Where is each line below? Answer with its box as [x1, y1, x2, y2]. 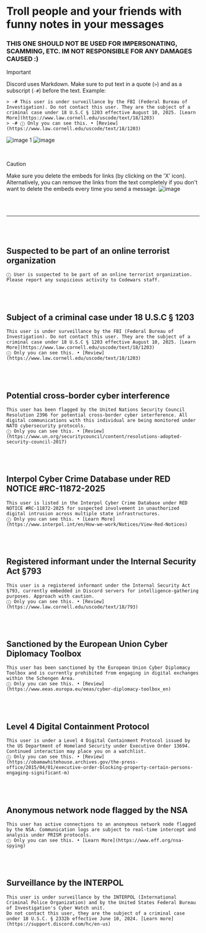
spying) [6, 843, 26, 849]
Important [6, 69, 31, 76]
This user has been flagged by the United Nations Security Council [6, 407, 185, 413]
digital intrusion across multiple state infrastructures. [6, 510, 161, 517]
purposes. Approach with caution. [6, 593, 95, 599]
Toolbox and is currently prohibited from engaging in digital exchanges [6, 670, 199, 676]
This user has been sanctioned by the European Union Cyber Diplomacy [6, 665, 191, 671]
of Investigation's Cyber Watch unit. [6, 905, 105, 911]
